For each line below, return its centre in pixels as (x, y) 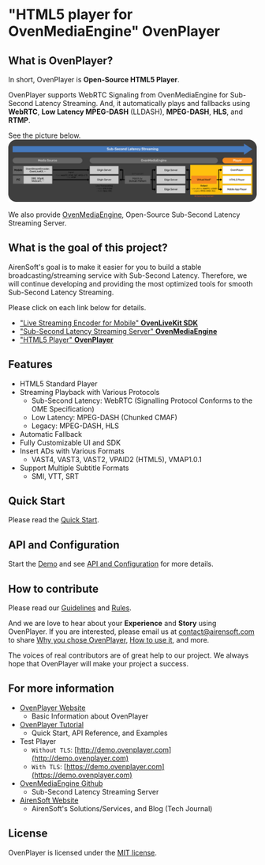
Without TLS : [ (54, 749)
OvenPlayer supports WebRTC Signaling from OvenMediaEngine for (118, 95)
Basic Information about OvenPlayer (90, 716)
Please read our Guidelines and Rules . (70, 608)
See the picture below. (45, 135)
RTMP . (19, 120)
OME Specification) (63, 408)
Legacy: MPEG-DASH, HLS (75, 426)
